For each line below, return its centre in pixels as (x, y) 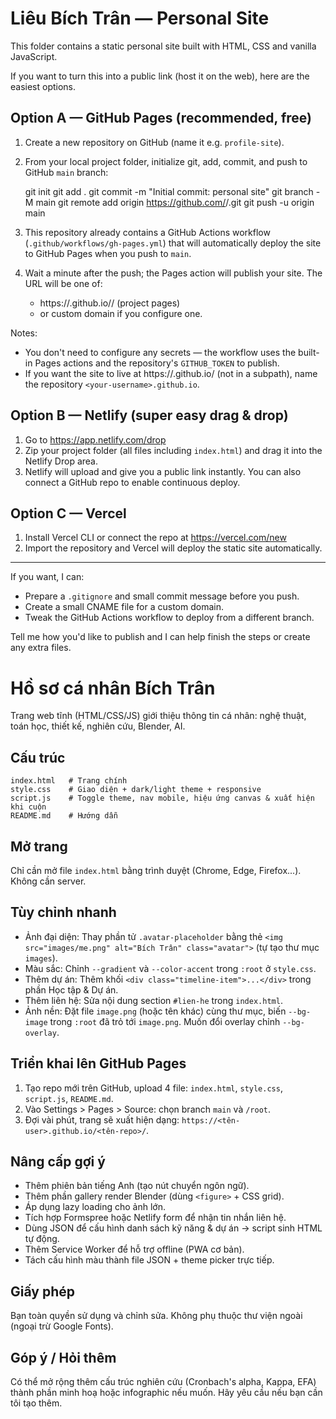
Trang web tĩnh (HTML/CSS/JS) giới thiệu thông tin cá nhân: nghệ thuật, (158, 716)
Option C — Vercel (68, 513)
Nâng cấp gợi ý (58, 1161)
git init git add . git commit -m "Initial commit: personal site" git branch (169, 191)
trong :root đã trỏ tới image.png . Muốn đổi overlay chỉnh (165, 1021)
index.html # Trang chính (69, 781)
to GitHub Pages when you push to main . (108, 253)
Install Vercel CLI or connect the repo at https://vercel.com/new (155, 538)
